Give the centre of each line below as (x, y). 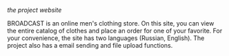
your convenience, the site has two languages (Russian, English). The (106, 38)
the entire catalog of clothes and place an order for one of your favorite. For (115, 31)
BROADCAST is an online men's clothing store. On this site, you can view (111, 23)
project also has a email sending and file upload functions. (90, 45)
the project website (34, 10)
